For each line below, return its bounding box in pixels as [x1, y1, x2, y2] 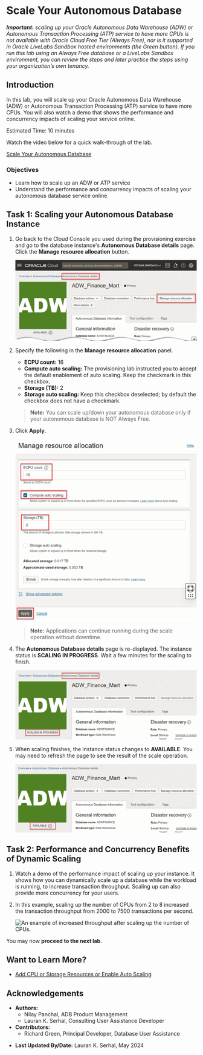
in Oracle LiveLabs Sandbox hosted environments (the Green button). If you [6, 43, 195, 50]
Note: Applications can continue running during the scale [30, 627, 173, 634]
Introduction [6, 80, 54, 90]
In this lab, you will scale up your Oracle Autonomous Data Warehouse [6, 96, 181, 103]
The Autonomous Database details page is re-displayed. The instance [14, 645, 192, 652]
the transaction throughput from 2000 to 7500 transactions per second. [14, 907, 194, 915]
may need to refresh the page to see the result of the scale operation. [14, 752, 188, 760]
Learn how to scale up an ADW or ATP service [14, 179, 130, 186]
